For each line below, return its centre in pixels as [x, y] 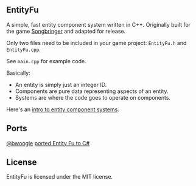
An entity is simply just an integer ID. [61, 84]
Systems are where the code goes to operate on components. [93, 97]
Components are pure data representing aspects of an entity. [92, 91]
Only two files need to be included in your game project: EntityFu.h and [96, 43]
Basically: [18, 73]
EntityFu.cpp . [23, 49]
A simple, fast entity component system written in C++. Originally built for [98, 24]
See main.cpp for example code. [46, 61]
